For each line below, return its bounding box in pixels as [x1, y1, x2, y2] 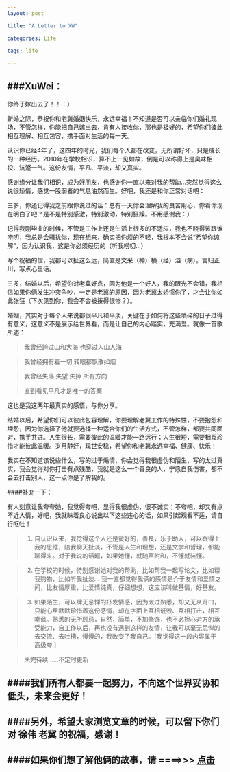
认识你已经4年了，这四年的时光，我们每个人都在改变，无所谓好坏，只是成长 [7, 146, 221, 155]
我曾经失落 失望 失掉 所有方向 [23, 372, 107, 381]
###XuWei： [7, 80, 63, 92]
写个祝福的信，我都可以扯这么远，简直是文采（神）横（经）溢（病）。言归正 [7, 256, 220, 264]
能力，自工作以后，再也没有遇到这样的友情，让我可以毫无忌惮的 [40, 624, 220, 632]
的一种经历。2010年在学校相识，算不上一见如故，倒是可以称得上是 [7, 155, 195, 163]
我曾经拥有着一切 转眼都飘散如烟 [23, 358, 116, 366]
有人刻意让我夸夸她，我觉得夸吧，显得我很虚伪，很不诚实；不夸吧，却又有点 [7, 503, 223, 511]
